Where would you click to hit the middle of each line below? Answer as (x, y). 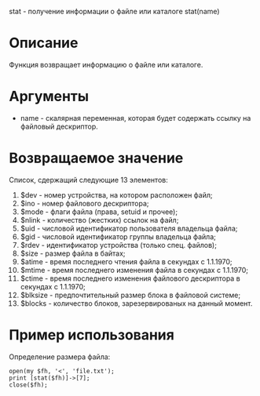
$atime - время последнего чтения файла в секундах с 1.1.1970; (126, 261)
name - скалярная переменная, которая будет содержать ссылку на (135, 118)
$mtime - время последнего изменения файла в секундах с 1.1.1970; (134, 270)
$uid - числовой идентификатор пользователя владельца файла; (129, 228)
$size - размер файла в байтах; (73, 253)
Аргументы (49, 96)
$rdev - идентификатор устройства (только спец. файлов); (118, 245)
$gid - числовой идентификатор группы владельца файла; (118, 236)
